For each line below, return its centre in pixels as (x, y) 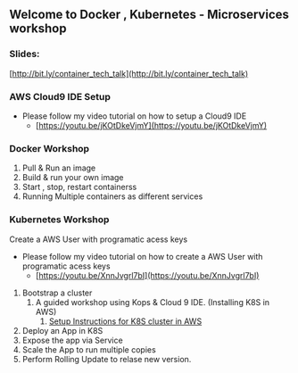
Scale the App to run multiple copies (89, 349)
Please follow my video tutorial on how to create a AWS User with (142, 256)
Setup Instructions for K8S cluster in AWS (125, 321)
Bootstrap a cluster (57, 293)
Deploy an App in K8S (62, 330)
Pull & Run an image (59, 168)
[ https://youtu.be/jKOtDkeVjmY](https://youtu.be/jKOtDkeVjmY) (151, 125)
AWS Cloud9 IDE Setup (60, 96)
